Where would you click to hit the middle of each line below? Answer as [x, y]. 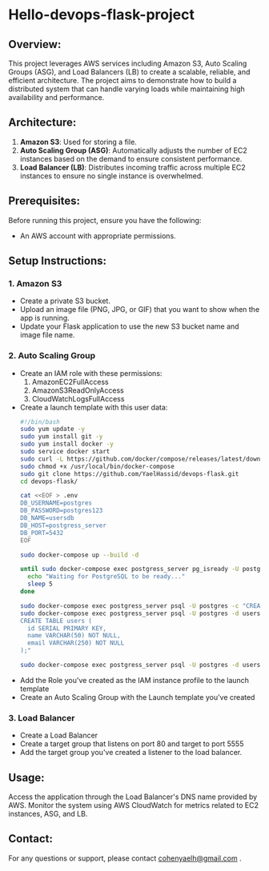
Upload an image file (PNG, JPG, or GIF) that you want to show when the [140, 310]
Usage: [27, 777]
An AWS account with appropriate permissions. [98, 236]
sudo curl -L [42, 459]
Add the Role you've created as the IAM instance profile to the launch [134, 680]
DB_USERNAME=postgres [56, 503]
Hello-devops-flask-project [101, 15]
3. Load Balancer [42, 717]
